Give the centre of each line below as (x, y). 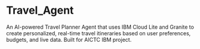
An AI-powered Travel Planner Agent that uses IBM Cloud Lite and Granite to (100, 27)
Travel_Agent (40, 10)
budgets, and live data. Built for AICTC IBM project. (69, 39)
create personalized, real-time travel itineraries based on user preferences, (99, 33)
